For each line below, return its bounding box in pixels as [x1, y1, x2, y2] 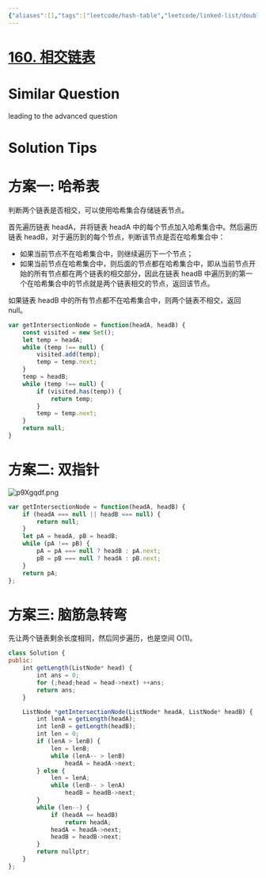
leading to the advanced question [8, 111, 118, 120]
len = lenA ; [50, 774, 90, 782]
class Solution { [8, 649, 66, 658]
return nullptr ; [36, 848, 90, 856]
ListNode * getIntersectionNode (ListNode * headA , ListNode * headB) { [22, 708, 253, 716]
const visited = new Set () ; [22, 328, 115, 337]
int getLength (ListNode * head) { [22, 664, 133, 672]
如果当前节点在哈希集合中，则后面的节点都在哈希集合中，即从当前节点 [19, 258, 249, 268]
